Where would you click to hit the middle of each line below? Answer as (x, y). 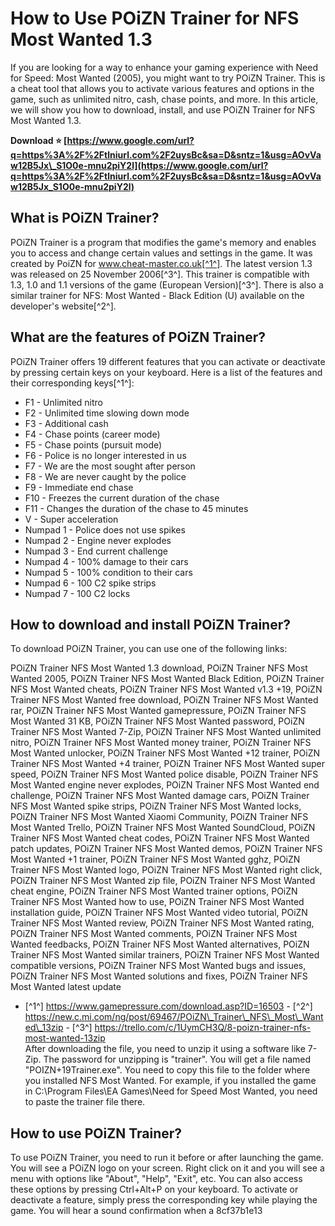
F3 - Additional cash (66, 423)
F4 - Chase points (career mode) (92, 434)
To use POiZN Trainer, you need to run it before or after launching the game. (167, 1158)
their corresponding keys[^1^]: (72, 383)
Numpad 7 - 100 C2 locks (77, 593)
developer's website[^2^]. (63, 306)
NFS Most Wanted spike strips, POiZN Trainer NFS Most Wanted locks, (156, 806)
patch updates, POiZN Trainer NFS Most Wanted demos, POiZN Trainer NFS (166, 849)
